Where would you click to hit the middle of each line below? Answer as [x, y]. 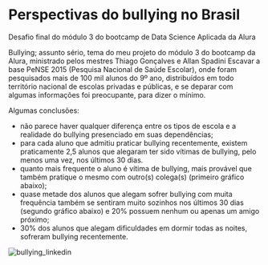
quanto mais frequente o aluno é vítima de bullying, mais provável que [136, 168]
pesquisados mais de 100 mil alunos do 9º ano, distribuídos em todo [121, 78]
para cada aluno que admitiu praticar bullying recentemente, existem [134, 143]
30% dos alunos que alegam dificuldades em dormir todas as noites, [134, 228]
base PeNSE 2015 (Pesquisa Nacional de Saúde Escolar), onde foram [123, 69]
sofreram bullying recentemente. [74, 236]
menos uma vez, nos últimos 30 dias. [81, 160]
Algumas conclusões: [44, 110]
